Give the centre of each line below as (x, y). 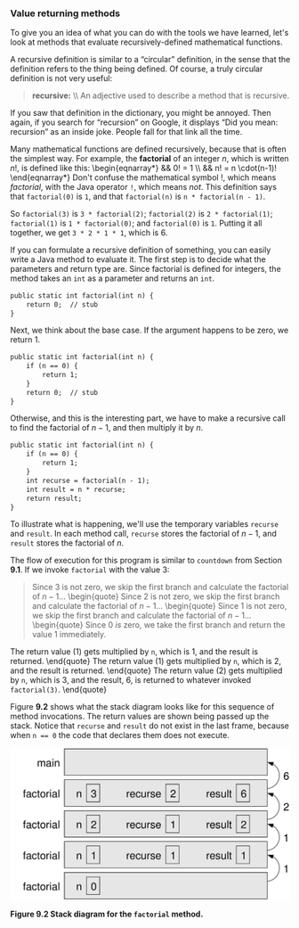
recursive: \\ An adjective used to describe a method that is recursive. (161, 95)
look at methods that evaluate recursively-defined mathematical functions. (146, 42)
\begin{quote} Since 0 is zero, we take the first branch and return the (158, 625)
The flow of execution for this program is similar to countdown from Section (146, 561)
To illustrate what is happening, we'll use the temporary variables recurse (145, 524)
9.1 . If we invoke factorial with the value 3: (90, 570)
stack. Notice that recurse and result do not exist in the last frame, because (150, 726)
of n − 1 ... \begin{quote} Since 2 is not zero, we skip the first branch (156, 596)
